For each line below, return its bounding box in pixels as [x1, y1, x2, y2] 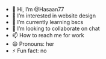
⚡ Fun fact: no [11, 47, 47, 54]
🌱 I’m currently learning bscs [11, 19, 84, 25]
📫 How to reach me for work [11, 32, 84, 39]
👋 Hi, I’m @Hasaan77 [11, 6, 64, 13]
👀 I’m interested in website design [11, 12, 96, 19]
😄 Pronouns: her [11, 40, 54, 48]
